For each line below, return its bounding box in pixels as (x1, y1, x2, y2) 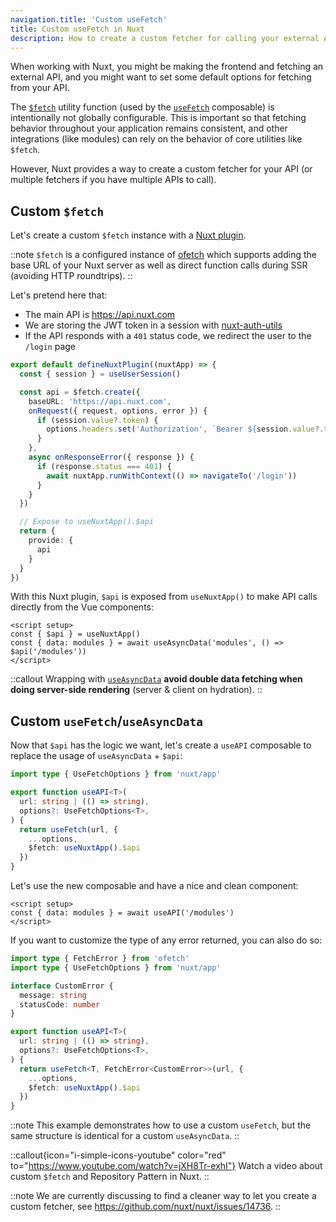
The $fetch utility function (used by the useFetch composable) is (10, 101, 275, 113)
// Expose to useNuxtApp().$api (19, 517, 155, 527)
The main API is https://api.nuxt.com (24, 309, 176, 321)
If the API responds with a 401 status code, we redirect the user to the (24, 330, 312, 342)
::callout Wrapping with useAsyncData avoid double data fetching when (10, 673, 303, 685)
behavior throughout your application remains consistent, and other (10, 122, 288, 135)
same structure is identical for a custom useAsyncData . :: (10, 1130, 240, 1142)
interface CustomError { (10, 981, 114, 991)
